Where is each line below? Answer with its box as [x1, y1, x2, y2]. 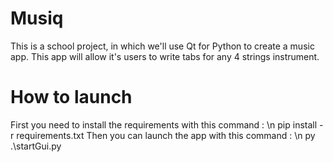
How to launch [10, 86, 133, 109]
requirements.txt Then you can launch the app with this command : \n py [16, 129, 316, 141]
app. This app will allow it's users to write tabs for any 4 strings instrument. [10, 50, 320, 62]
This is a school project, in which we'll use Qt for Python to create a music [10, 40, 315, 52]
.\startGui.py [10, 140, 62, 152]
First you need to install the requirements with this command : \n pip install [10, 118, 318, 131]
